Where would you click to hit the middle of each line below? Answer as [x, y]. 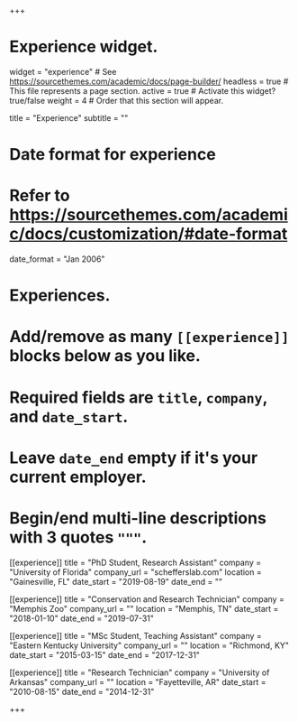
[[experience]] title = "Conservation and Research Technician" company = [147, 599]
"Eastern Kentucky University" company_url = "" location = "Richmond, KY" [149, 645]
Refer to [40, 196]
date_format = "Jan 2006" [57, 259]
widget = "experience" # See [63, 71]
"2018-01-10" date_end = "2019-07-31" [82, 618]
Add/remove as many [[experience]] [149, 337]
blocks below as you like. [105, 356]
